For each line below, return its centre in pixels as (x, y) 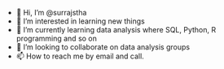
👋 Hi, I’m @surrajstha (51, 13)
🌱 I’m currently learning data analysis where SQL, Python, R (116, 30)
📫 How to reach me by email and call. (80, 56)
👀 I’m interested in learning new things (80, 21)
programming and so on (57, 38)
